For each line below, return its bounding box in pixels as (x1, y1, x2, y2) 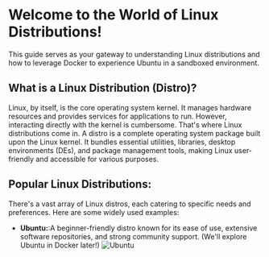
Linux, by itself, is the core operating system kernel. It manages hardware (8, 102, 252, 112)
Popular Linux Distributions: (8, 177, 151, 191)
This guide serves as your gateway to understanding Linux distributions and (8, 49, 260, 59)
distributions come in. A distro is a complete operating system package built (8, 128, 261, 138)
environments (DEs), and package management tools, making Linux (8, 145, 233, 155)
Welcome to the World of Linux (8, 6, 219, 24)
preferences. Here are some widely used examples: (8, 207, 180, 217)
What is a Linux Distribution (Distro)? (8, 81, 197, 95)
